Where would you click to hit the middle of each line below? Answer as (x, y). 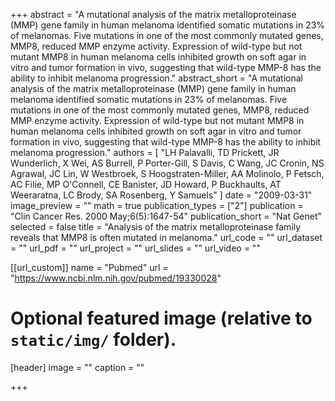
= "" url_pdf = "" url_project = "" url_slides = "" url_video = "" (135, 248)
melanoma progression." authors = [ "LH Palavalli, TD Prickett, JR (145, 152)
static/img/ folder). (93, 340)
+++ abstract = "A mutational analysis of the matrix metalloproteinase (153, 14)
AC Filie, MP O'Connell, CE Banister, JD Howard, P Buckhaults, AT (146, 184)
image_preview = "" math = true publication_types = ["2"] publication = (157, 205)
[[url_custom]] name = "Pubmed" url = (89, 267)
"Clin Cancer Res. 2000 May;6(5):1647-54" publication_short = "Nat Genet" (166, 216)
